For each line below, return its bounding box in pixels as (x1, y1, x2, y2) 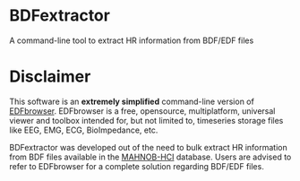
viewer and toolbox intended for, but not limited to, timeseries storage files (9, 115, 284, 125)
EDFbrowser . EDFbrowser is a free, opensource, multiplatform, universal (9, 105, 276, 116)
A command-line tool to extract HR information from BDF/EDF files (9, 35, 254, 46)
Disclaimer (9, 66, 91, 87)
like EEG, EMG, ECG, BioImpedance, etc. (9, 125, 159, 135)
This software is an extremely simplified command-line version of (9, 96, 255, 107)
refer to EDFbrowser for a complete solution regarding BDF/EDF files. (9, 160, 264, 171)
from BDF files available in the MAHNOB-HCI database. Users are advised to (9, 151, 292, 162)
